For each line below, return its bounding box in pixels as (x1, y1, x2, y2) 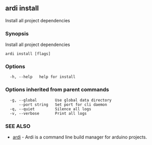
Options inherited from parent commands (5, 86, 110, 93)
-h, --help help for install (10, 74, 76, 80)
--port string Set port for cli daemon (18, 102, 108, 107)
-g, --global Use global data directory (10, 98, 112, 103)
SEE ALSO (5, 122, 31, 129)
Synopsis (5, 30, 29, 37)
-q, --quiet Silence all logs (10, 106, 92, 112)
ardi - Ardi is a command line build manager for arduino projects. (12, 134, 147, 140)
